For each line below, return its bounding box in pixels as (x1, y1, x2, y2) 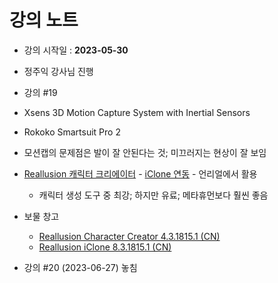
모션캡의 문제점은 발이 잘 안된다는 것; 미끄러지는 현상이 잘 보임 (23, 146, 267, 158)
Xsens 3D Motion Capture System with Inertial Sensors (23, 106, 251, 118)
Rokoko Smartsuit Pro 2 (23, 126, 121, 138)
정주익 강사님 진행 (23, 65, 94, 77)
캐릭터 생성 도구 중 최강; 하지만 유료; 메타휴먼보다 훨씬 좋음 (38, 189, 269, 201)
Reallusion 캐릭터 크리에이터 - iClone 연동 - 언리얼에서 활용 (23, 167, 258, 180)
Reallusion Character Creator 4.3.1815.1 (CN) (38, 230, 221, 242)
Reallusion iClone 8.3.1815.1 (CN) (38, 241, 172, 253)
